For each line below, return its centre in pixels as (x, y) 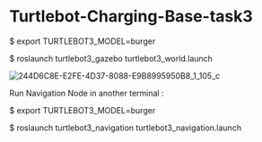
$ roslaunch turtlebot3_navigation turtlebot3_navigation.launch (126, 128)
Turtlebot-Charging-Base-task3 (131, 17)
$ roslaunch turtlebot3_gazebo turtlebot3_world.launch (111, 58)
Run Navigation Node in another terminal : (87, 93)
